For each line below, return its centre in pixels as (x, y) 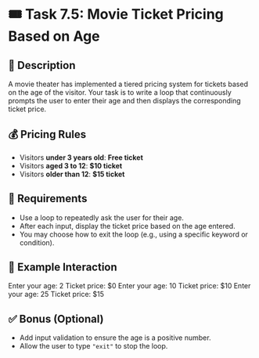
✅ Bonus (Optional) (56, 318)
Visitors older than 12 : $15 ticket (72, 174)
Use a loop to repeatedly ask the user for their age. (101, 217)
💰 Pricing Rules (47, 134)
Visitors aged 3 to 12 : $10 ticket (71, 165)
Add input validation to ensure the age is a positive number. (115, 338)
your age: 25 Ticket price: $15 (56, 295)
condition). (37, 242)
